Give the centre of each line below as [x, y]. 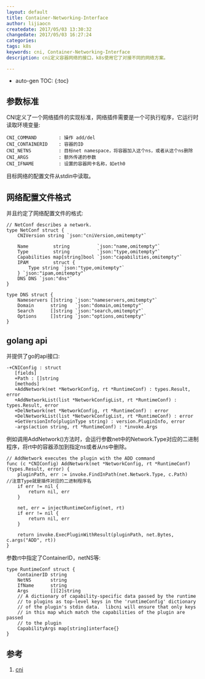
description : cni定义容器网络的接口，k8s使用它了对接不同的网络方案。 [87, 58]
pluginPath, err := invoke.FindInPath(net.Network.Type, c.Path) [103, 475]
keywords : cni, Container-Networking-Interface [68, 52]
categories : [21, 41]
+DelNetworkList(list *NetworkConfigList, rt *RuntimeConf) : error [104, 416]
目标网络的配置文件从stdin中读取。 [50, 176]
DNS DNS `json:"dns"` [45, 279]
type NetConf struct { [35, 230]
